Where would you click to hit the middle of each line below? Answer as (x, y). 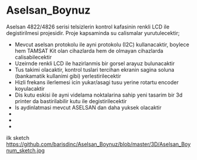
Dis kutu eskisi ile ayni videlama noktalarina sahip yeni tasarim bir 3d (99, 95)
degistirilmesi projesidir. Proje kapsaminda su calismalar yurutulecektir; (93, 33)
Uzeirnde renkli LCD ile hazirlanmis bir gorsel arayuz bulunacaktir (95, 63)
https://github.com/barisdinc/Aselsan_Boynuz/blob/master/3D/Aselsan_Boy (99, 144)
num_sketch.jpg (26, 150)
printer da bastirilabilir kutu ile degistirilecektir (71, 101)
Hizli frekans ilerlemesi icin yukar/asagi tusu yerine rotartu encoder (97, 82)
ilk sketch (18, 137)
